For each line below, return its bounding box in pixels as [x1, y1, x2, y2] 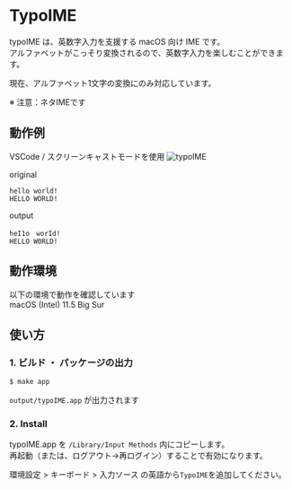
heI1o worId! [9, 229, 61, 238]
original [9, 169, 38, 179]
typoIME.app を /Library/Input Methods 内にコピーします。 [9, 439, 230, 450]
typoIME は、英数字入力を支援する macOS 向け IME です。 [9, 36, 226, 47]
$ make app [9, 378, 50, 387]
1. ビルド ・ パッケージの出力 [9, 356, 133, 369]
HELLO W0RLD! [9, 237, 58, 246]
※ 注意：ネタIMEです [9, 96, 86, 108]
